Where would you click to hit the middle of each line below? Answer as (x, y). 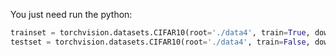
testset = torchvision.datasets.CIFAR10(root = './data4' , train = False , (160, 42)
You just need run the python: (71, 14)
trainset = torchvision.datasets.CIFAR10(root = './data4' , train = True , (160, 33)
